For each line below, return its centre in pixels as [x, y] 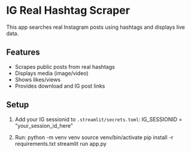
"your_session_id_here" [44, 125]
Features [23, 52]
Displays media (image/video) [51, 73]
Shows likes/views [38, 79]
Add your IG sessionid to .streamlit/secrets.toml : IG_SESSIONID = [98, 119]
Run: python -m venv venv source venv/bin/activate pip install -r [94, 137]
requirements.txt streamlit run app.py [60, 143]
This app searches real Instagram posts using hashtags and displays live [96, 27]
